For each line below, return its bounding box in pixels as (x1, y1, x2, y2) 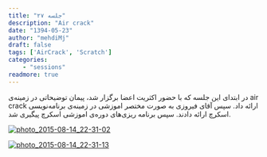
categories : (8, 56, 48, 64)
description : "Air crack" (8, 19, 94, 27)
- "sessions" (22, 63, 66, 71)
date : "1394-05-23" (8, 26, 73, 34)
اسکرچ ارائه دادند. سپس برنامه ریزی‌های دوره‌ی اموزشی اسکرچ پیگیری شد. (8, 109, 231, 119)
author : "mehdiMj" (8, 33, 69, 42)
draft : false (8, 41, 52, 49)
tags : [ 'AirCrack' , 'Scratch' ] (8, 48, 112, 56)
